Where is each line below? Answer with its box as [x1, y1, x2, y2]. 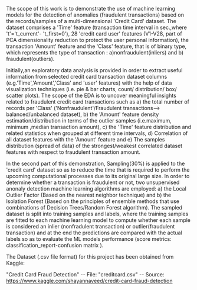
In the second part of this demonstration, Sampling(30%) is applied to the [6, 160, 185, 167]
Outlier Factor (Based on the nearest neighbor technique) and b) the [6, 192, 172, 198]
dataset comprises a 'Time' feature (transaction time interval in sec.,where [6, 24, 187, 31]
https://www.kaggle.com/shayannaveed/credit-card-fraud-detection [6, 278, 173, 284]
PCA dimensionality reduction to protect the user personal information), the [6, 37, 189, 43]
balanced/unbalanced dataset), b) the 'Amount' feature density [6, 111, 159, 118]
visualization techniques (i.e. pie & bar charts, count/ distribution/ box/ [6, 86, 177, 92]
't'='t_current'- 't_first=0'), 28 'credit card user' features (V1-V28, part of [6, 30, 182, 37]
